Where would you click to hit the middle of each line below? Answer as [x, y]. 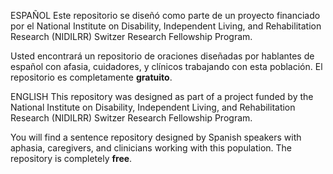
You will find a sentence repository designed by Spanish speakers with [156, 137]
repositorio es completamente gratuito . [91, 77]
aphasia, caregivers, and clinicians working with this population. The [151, 148]
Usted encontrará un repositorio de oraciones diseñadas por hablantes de [162, 56]
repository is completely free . [71, 158]
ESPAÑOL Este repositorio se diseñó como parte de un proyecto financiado [165, 15]
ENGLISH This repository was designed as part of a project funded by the [162, 96]
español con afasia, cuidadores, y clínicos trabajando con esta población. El [166, 66]
